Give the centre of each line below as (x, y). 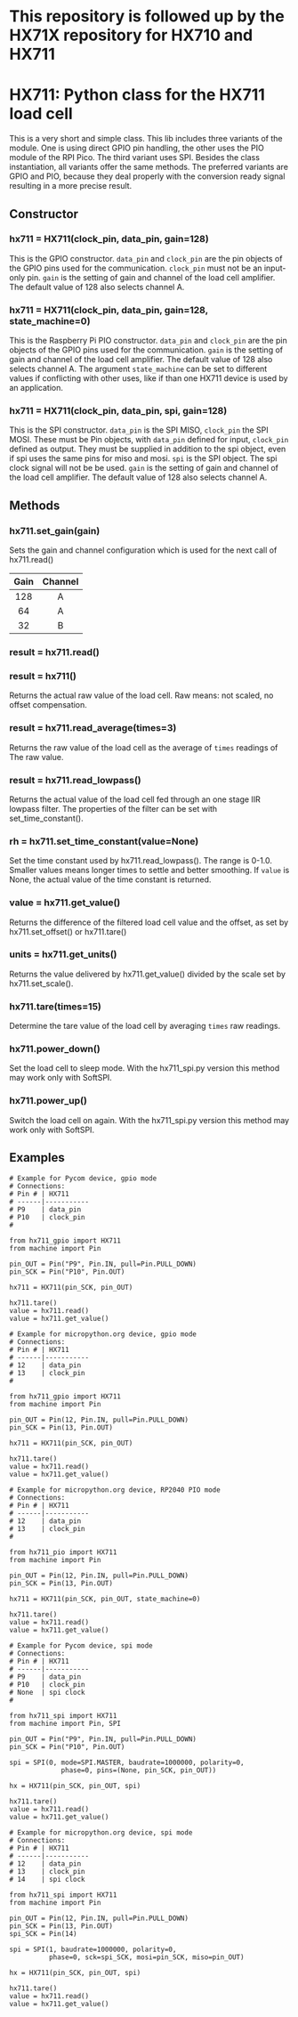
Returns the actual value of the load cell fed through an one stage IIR (135, 799)
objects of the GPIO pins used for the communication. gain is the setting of (146, 350)
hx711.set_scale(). (41, 983)
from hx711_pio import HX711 (63, 1552)
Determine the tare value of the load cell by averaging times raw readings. (145, 1026)
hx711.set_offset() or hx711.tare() (68, 931)
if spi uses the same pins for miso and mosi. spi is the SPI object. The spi (143, 458)
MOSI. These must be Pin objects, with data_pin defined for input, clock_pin (149, 440)
